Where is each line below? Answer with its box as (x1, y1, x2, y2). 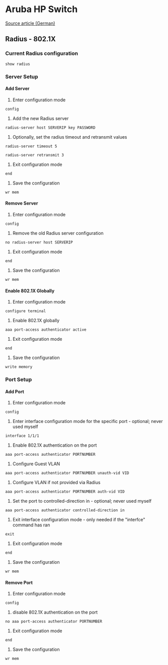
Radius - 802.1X (5, 35, 56, 43)
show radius (5, 62, 30, 67)
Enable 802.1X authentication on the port (12, 442, 97, 448)
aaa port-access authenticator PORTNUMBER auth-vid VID (5, 489, 125, 495)
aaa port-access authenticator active (5, 327, 87, 332)
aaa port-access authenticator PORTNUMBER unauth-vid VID (5, 470, 129, 476)
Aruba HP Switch (5, 4, 78, 15)
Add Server (5, 86, 30, 92)
